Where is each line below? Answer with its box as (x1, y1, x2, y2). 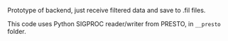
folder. (7, 28, 26, 35)
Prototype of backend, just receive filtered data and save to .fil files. (7, 6, 206, 14)
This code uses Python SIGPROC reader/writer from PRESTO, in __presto (7, 20, 222, 28)
